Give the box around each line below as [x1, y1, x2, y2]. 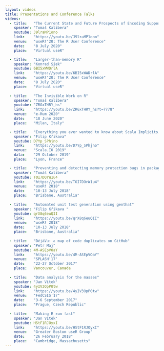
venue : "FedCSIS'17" [14, 293, 60, 298]
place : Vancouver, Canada [14, 266, 71, 271]
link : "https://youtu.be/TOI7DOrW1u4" [14, 179, 99, 184]
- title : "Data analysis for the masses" [9, 275, 99, 280]
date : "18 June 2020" [14, 116, 64, 121]
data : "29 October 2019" [14, 152, 71, 157]
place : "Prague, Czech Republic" [14, 302, 86, 307]
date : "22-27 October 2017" [14, 261, 78, 266]
